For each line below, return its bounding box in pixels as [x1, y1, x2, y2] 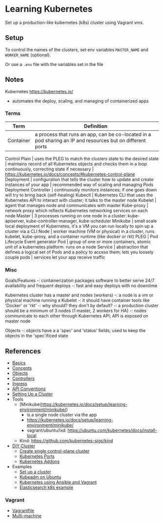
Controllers [12, 375, 35, 381]
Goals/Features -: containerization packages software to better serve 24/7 [5, 277, 155, 284]
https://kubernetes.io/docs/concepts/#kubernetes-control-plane [5, 171, 135, 177]
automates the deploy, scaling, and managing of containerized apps [12, 98, 149, 104]
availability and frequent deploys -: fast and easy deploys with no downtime [5, 283, 158, 289]
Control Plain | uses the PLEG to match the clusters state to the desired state [5, 155, 159, 162]
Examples [12, 463, 32, 469]
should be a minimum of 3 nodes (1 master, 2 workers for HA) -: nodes [5, 308, 147, 314]
